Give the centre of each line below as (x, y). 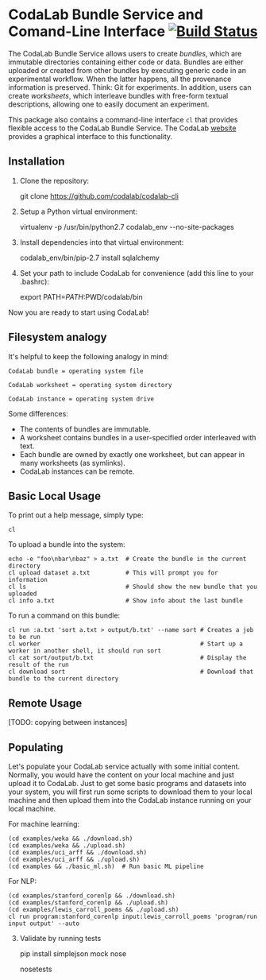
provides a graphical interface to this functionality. (91, 136)
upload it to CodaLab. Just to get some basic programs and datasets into (127, 783)
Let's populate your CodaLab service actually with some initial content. (124, 766)
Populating (36, 748)
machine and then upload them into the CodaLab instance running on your (130, 800)
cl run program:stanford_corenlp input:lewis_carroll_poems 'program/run (133, 916)
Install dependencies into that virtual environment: (102, 242)
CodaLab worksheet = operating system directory (90, 385)
